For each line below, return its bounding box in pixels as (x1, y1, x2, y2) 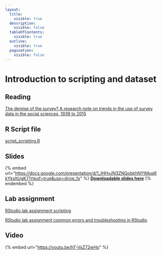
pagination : (9, 48, 34, 53)
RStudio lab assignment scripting (5, 208, 72, 214)
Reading (5, 93, 31, 101)
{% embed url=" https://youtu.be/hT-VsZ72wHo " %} (5, 244, 108, 250)
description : (9, 20, 36, 26)
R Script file (5, 125, 41, 133)
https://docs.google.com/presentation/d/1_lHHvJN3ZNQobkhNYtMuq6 (15, 170, 157, 176)
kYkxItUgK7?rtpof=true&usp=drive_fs (5, 176, 80, 181)
